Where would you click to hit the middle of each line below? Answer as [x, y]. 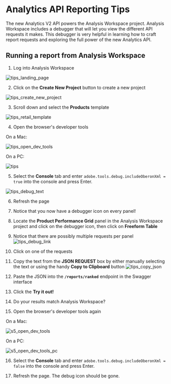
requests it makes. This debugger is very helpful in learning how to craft [81, 34]
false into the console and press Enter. [54, 366]
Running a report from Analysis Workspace [76, 56]
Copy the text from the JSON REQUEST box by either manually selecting [89, 261]
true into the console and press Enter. [53, 181]
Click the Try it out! [33, 292]
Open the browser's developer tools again [57, 311]
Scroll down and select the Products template [61, 107]
